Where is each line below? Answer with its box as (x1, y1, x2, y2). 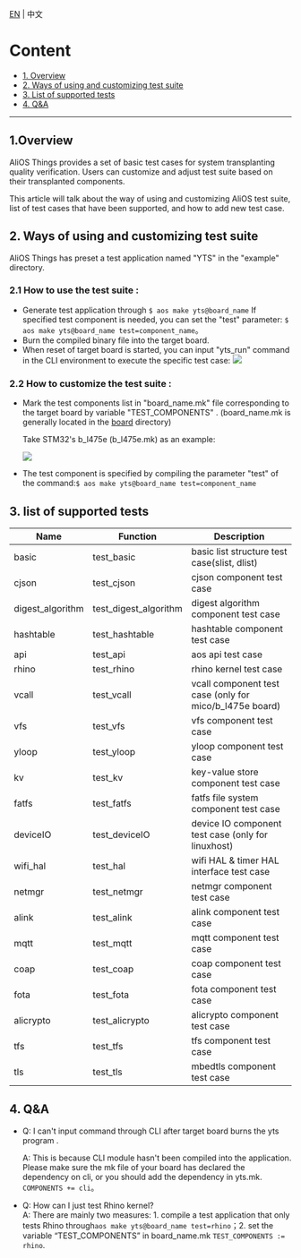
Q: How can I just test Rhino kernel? (21, 1200, 154, 1211)
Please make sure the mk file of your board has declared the (21, 1161, 245, 1172)
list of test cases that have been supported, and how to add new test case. (9, 202, 285, 213)
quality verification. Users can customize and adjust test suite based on (9, 166, 273, 177)
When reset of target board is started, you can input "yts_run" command (21, 344, 290, 355)
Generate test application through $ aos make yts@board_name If (21, 304, 257, 315)
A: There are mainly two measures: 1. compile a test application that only (21, 1209, 290, 1220)
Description (213, 530, 265, 543)
